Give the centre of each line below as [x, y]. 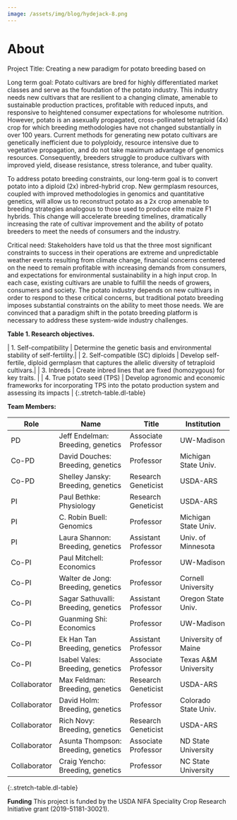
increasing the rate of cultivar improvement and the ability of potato [105, 224]
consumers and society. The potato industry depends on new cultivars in [114, 290]
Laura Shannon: [85, 537]
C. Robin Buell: [83, 517]
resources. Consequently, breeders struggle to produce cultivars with [108, 157]
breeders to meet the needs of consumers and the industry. [94, 231]
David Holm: [79, 700]
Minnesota [197, 546]
